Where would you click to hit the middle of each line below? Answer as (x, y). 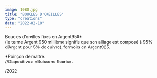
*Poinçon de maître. (25, 57)
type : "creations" (24, 18)
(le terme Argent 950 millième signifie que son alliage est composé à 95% (79, 42)
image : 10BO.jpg (21, 9)
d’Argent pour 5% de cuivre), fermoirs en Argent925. (58, 47)
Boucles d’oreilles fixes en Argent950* (44, 37)
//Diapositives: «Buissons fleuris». (39, 62)
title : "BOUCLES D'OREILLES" (34, 14)
